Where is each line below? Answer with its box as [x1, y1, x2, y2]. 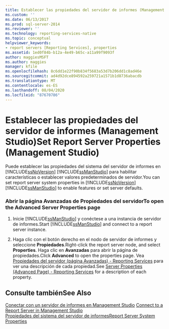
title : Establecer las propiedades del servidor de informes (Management [5, 7, 165, 13]
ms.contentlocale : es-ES [5, 83, 58, 88]
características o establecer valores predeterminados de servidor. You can [5, 174, 160, 180]
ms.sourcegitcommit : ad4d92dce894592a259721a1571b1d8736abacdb [5, 74, 142, 79]
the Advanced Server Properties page [5, 204, 100, 211]
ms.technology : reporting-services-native [5, 31, 96, 36]
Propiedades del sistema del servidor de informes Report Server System [5, 313, 155, 319]
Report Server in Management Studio [5, 308, 83, 314]
